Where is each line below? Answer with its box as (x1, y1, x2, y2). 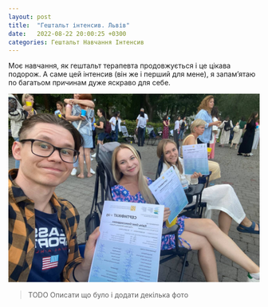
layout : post (8, 13, 52, 21)
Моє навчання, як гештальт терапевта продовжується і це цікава (8, 61, 231, 71)
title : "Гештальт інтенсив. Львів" (8, 21, 130, 30)
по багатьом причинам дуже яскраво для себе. (8, 78, 171, 88)
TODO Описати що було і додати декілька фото (27, 290, 189, 300)
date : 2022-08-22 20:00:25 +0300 (8, 30, 127, 37)
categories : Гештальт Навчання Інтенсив (8, 38, 145, 46)
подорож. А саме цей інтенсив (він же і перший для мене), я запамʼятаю (8, 69, 256, 79)
